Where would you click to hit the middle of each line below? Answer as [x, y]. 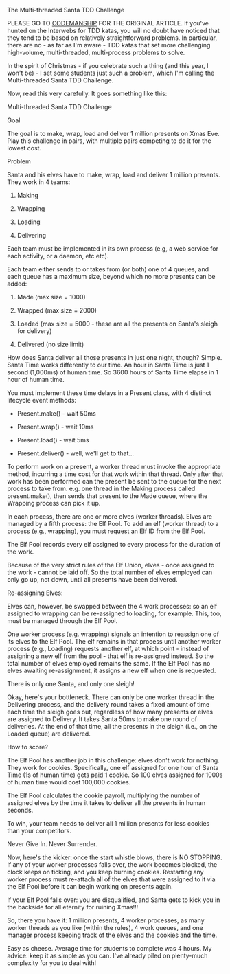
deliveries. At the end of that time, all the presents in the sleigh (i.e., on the [112, 726]
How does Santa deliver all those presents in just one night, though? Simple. [115, 358]
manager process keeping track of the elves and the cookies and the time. [112, 935]
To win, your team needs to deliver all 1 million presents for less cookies [108, 823]
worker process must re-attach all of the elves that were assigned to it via [111, 879]
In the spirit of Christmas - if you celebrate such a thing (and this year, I [108, 66]
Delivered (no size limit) [50, 344]
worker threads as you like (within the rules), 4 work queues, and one [105, 928]
